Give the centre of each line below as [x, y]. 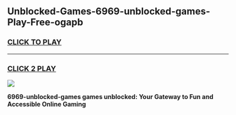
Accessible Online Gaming [47, 104]
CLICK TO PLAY [34, 43]
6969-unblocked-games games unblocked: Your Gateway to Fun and [110, 96]
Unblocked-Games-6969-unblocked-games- [109, 11]
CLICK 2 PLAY [32, 68]
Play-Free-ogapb [45, 23]
